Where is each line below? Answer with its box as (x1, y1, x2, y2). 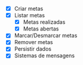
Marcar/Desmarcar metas (14, 32, 78, 39)
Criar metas (14, 5, 44, 12)
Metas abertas (23, 25, 59, 32)
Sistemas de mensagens (14, 52, 75, 59)
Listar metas (14, 12, 45, 19)
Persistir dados (14, 45, 52, 52)
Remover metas (14, 39, 53, 46)
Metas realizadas (23, 18, 66, 26)
